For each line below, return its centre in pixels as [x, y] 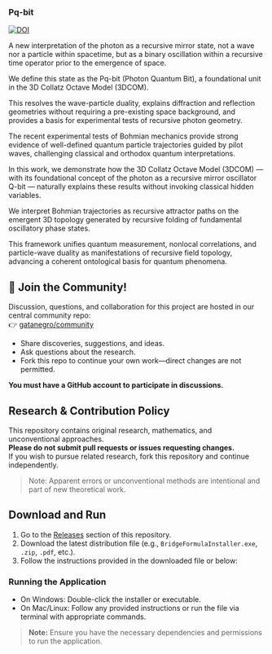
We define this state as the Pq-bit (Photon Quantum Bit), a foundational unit [135, 79]
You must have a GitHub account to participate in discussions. [116, 385]
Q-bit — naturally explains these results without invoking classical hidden [131, 187]
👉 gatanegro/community [51, 325]
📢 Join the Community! [68, 287]
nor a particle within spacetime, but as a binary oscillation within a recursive [136, 55]
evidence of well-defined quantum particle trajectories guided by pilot [126, 145]
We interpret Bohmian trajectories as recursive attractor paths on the [124, 211]
